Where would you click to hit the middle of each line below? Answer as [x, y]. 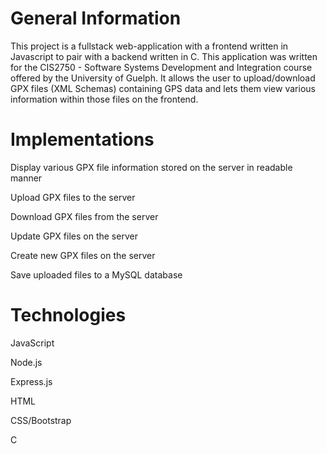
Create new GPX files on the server [83, 255]
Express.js [31, 381]
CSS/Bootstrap [41, 420]
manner [26, 178]
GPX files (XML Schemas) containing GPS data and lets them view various [163, 88]
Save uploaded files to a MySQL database [96, 274]
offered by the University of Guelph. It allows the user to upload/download [163, 78]
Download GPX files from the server [84, 216]
